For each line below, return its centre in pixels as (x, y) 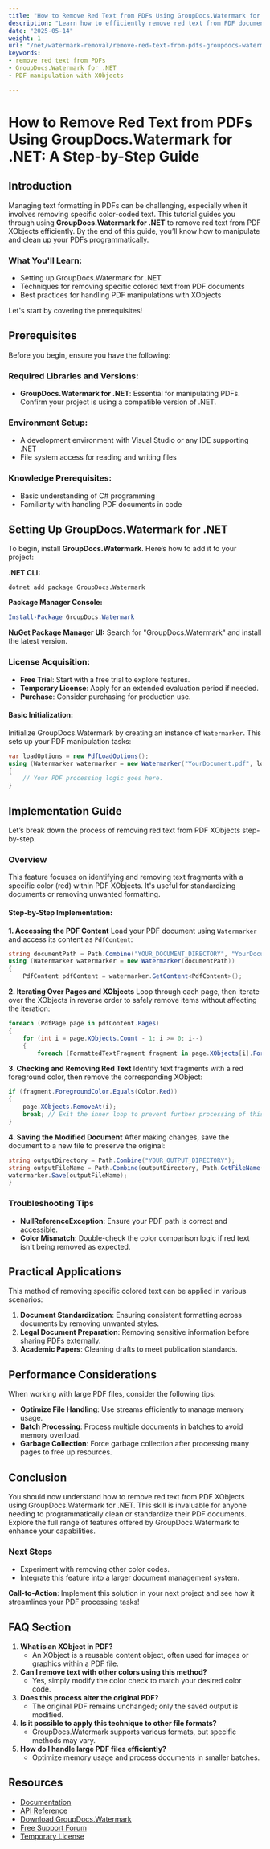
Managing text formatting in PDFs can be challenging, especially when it (128, 205)
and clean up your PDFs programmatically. (79, 239)
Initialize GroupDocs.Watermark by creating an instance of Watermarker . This (135, 733)
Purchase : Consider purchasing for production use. (105, 697)
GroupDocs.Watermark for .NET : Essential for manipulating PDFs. (130, 394)
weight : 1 (25, 38)
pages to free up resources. (66, 1452)
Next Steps (31, 1552)
